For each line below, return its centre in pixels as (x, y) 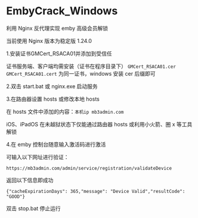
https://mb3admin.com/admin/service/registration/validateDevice (89, 168)
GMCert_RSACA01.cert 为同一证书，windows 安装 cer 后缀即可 (81, 73)
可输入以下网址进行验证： (38, 157)
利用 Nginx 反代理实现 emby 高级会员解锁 (57, 28)
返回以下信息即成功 (30, 180)
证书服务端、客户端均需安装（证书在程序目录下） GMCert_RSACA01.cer (91, 66)
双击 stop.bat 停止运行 (33, 208)
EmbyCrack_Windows (62, 11)
